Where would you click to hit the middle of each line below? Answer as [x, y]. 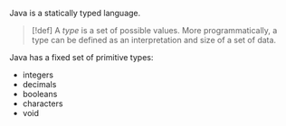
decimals [39, 84]
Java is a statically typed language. [75, 13]
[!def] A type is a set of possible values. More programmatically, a [154, 30]
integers [38, 75]
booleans [40, 94]
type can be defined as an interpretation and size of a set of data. [154, 40]
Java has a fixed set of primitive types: [81, 57]
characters [43, 103]
